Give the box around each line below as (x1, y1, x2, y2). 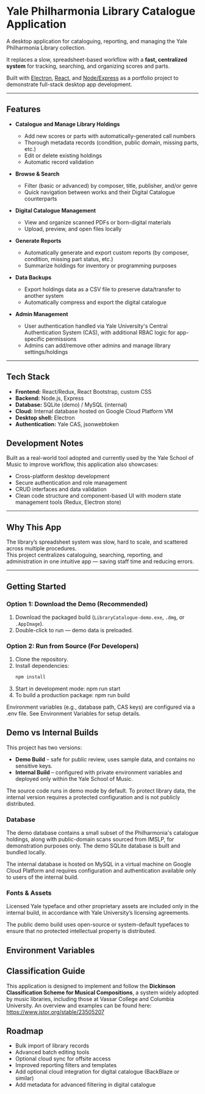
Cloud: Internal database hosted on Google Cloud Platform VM (15, 407, 173, 415)
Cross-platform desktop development (15, 473, 110, 480)
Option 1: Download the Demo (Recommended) (6, 599, 148, 608)
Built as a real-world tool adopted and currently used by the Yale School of (6, 454, 194, 462)
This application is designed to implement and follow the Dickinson (6, 982, 176, 989)
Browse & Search (15, 170, 60, 177)
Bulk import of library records (15, 1042, 90, 1049)
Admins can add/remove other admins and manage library (24, 341, 171, 349)
